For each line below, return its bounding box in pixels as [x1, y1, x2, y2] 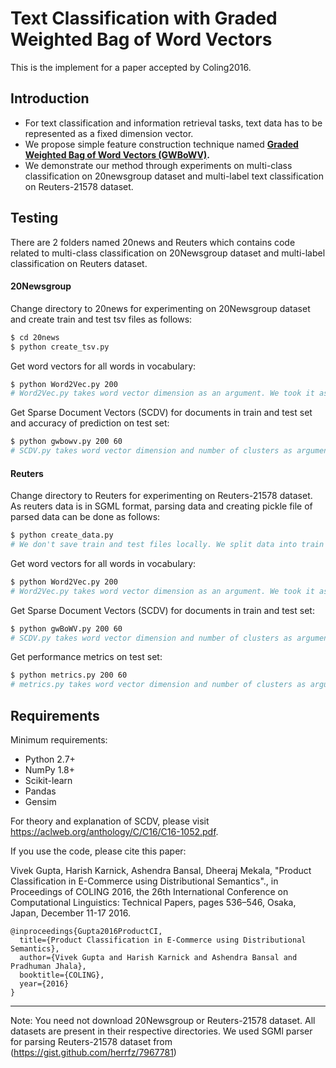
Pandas [24, 785, 57, 797]
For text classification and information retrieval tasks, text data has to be [24, 117, 323, 129]
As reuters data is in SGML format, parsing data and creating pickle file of [10, 500, 313, 512]
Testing [10, 210, 59, 227]
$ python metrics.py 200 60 [10, 670, 128, 681]
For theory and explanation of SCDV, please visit [10, 815, 210, 827]
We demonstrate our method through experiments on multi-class [24, 159, 293, 171]
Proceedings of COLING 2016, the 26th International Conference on [10, 886, 289, 898]
